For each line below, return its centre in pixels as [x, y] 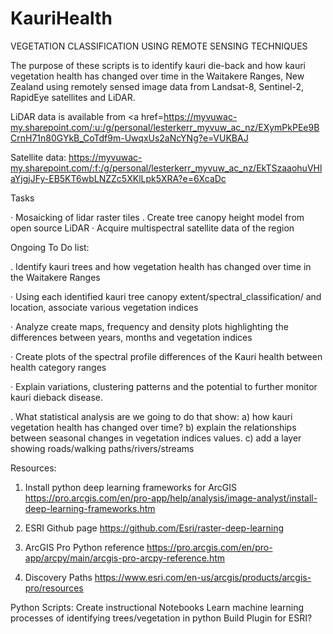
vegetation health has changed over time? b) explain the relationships [153, 427]
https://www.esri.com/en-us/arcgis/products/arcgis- [203, 577]
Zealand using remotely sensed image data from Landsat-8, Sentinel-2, [157, 86]
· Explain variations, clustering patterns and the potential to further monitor [164, 386]
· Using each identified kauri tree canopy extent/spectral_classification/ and [166, 296]
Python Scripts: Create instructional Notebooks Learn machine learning [157, 607]
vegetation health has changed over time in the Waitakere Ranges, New [157, 76]
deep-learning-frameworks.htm [90, 508]
